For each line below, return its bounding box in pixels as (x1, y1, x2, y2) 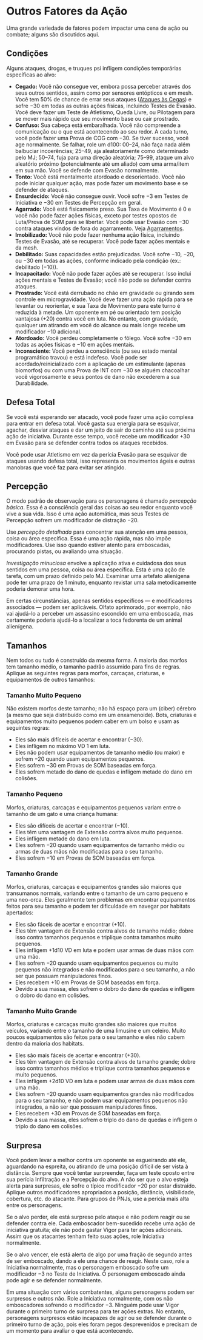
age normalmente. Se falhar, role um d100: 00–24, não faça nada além (15, 141, 191, 148)
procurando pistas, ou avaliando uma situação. (6, 548, 123, 555)
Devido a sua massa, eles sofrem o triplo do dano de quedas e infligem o (15, 1116, 198, 1124)
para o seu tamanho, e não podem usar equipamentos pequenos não (15, 1097, 188, 1104)
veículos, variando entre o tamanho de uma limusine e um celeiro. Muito (6, 1027, 186, 1035)
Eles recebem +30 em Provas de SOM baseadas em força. (15, 1110, 162, 1117)
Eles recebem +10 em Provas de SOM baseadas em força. (15, 979, 161, 986)
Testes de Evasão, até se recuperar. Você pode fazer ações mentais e (15, 237, 190, 245)
